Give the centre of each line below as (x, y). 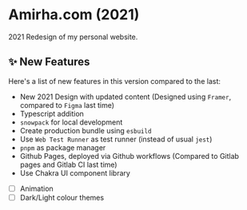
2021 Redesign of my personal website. (73, 37)
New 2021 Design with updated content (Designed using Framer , (125, 97)
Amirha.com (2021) (74, 15)
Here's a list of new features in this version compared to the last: (115, 81)
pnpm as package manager (63, 147)
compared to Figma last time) (67, 105)
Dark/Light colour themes (62, 197)
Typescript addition (52, 113)
